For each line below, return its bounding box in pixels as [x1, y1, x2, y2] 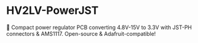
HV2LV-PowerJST [6, 4, 99, 18]
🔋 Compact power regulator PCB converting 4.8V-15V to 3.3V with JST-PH [6, 24, 192, 31]
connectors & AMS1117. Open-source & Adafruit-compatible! [6, 30, 156, 37]
